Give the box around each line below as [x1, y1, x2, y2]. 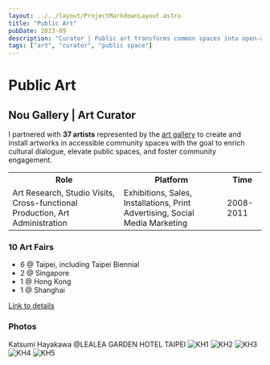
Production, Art [12, 207, 70, 219]
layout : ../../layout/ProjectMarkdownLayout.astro [8, 11, 182, 20]
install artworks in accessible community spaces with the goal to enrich [8, 138, 245, 148]
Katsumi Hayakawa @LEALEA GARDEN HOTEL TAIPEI [8, 339, 186, 349]
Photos [8, 321, 37, 332]
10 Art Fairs [8, 242, 55, 253]
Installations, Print [123, 198, 191, 209]
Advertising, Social [123, 207, 194, 219]
